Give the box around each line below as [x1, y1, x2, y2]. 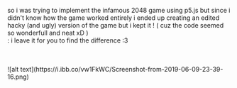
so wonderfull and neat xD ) [7, 28, 89, 37]
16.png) [7, 72, 30, 81]
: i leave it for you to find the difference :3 [7, 36, 128, 45]
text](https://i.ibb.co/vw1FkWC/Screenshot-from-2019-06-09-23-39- [20, 65, 224, 73]
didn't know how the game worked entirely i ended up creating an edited [7, 13, 220, 22]
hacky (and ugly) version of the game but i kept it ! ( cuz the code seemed [7, 21, 224, 29]
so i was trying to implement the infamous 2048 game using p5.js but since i [7, 6, 231, 14]
